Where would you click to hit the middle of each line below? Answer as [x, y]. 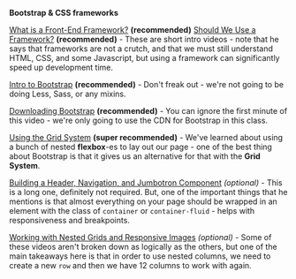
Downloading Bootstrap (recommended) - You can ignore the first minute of [148, 111]
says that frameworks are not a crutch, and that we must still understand [141, 49]
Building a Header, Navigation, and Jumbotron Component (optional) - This [146, 183]
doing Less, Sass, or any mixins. [68, 94]
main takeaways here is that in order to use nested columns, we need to [140, 256]
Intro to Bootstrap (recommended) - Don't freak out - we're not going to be [147, 84]
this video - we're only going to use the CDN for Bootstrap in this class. [138, 120]
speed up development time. [61, 67]
